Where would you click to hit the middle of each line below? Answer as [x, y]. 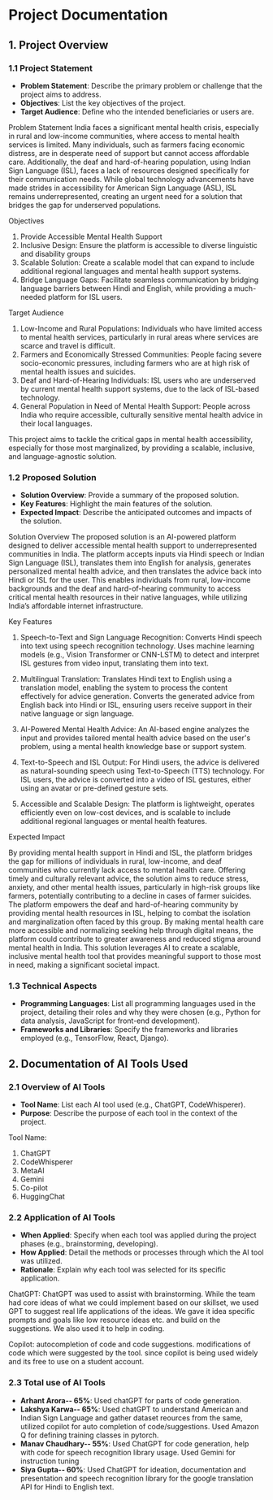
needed [33, 297]
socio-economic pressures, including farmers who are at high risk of [135, 362]
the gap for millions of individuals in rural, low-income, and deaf [115, 861]
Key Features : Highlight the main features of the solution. [116, 504]
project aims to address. [61, 94]
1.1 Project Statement [51, 68]
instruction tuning [50, 1461]
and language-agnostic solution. [63, 456]
